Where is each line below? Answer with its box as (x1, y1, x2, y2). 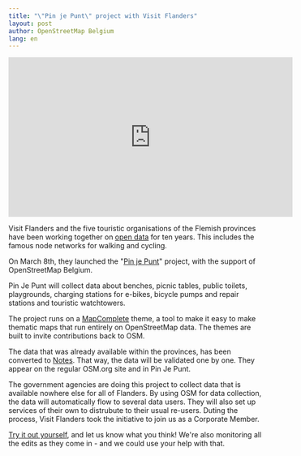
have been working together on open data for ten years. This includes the (8, 232, 255, 242)
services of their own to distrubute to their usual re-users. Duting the (8, 406, 239, 415)
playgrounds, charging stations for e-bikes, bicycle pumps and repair (8, 290, 239, 299)
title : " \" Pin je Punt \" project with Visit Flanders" (8, 11, 198, 20)
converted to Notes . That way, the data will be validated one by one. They (8, 355, 256, 365)
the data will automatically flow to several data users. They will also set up (8, 397, 256, 407)
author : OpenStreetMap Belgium (8, 27, 114, 35)
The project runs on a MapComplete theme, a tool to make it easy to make (8, 314, 256, 324)
